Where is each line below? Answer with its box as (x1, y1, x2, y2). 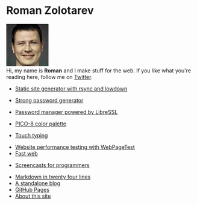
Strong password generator (14, 96, 84, 104)
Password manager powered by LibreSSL (14, 108, 118, 115)
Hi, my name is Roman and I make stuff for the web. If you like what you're (6, 67, 192, 74)
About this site (14, 192, 51, 200)
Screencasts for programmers (14, 161, 90, 169)
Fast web (14, 150, 38, 157)
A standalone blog (14, 179, 61, 187)
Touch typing (14, 131, 48, 139)
